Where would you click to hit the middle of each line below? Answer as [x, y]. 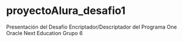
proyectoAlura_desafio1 [66, 11]
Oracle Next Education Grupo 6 [45, 33]
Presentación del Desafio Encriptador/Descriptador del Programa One [91, 27]
